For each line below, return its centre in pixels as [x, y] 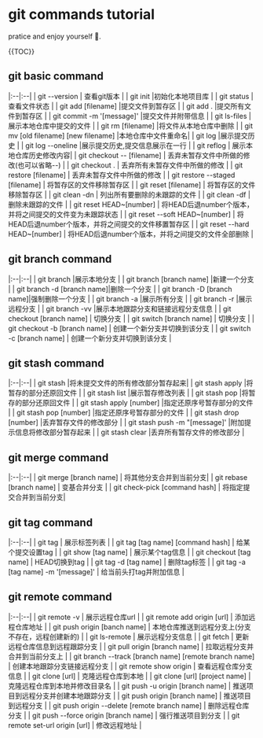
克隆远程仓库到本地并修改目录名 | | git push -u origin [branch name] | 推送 [128, 685]
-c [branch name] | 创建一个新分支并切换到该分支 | [90, 338]
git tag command [50, 522]
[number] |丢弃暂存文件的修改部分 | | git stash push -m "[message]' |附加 [126, 423]
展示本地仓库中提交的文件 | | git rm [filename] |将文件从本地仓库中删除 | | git [131, 125]
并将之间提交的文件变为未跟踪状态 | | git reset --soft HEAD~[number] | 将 [126, 214]
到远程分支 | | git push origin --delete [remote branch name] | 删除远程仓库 [129, 705]
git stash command [56, 363]
